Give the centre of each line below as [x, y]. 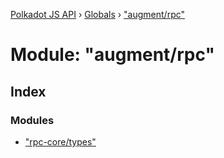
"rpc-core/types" [60, 141]
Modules [32, 120]
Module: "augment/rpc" [112, 55]
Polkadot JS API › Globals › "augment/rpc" [98, 14]
